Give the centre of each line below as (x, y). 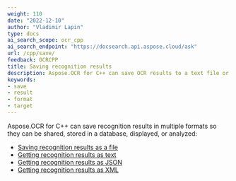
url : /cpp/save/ (31, 54)
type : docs (23, 34)
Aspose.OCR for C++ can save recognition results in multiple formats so (112, 126)
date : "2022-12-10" (36, 21)
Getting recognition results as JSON (70, 162)
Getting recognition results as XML (68, 170)
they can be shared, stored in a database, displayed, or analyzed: (102, 133)
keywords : (22, 80)
